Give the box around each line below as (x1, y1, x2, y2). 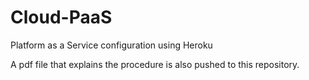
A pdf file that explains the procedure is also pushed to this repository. (10, 58, 300, 70)
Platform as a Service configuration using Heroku (10, 39, 213, 51)
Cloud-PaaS (10, 6, 113, 29)
